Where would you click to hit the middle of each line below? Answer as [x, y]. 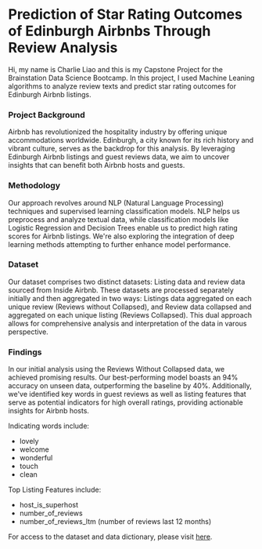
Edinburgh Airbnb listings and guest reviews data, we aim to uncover [119, 157]
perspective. [28, 332]
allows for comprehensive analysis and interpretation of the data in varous [127, 323]
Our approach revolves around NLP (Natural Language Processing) [116, 202]
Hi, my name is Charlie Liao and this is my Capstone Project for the [115, 69]
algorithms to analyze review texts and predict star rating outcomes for [122, 86]
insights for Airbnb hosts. [49, 411]
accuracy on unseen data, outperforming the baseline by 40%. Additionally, [130, 386]
